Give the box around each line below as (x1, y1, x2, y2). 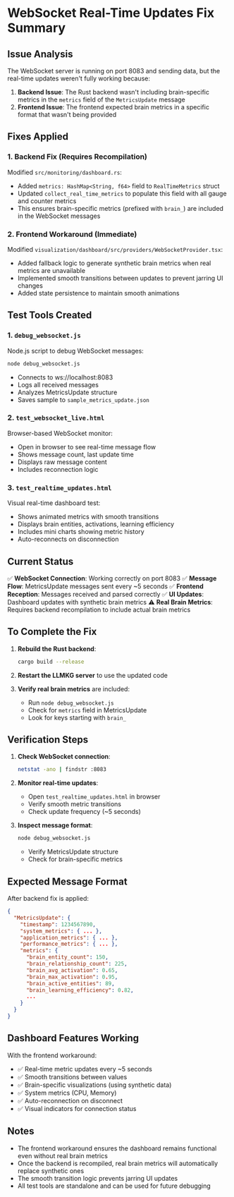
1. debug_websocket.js (7, 330, 81, 340)
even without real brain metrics (17, 1151, 108, 1160)
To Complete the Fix (7, 626, 97, 638)
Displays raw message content (17, 457, 107, 466)
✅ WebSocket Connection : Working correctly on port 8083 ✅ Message (7, 573, 217, 583)
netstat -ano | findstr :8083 (17, 766, 107, 773)
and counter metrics (17, 196, 77, 205)
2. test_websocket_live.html (7, 413, 105, 423)
